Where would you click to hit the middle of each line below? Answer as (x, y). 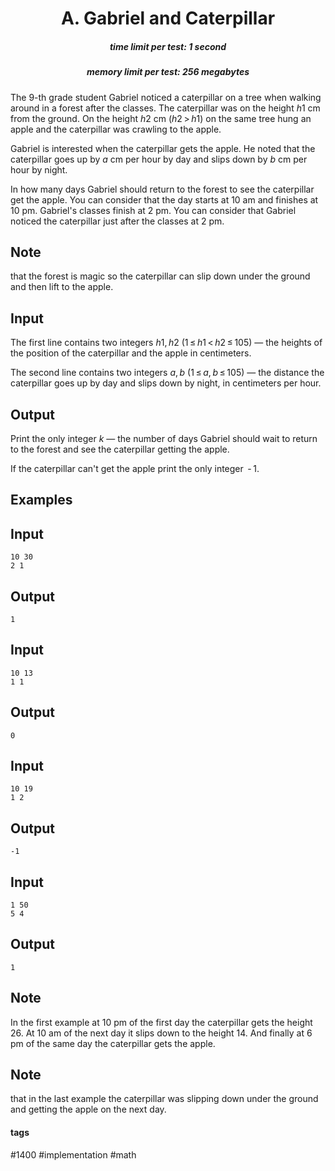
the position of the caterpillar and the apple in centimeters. (131, 353)
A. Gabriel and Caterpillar (168, 18)
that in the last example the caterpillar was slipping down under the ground (164, 1099)
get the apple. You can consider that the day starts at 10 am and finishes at (164, 199)
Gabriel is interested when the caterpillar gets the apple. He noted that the (163, 148)
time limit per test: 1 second (168, 46)
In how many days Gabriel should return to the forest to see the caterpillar (162, 189)
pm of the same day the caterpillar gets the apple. (113, 1043)
